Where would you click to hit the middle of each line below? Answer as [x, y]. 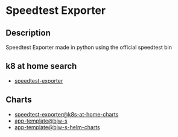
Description [28, 33]
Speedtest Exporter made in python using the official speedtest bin [89, 47]
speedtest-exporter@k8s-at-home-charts [66, 114]
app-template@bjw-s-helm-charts [57, 127]
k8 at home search [41, 66]
